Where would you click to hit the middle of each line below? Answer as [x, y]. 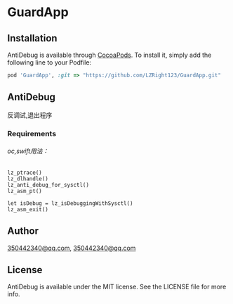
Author [23, 231]
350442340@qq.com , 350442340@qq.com [72, 248]
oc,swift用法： [28, 151]
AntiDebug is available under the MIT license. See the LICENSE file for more [117, 287]
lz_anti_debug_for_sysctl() [48, 185]
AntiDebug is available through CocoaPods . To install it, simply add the [109, 55]
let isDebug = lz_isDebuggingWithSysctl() [70, 203]
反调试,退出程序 [30, 115]
